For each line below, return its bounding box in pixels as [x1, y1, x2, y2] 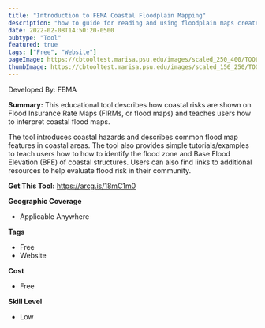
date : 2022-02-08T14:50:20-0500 [8, 26, 114, 34]
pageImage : [8, 56, 44, 64]
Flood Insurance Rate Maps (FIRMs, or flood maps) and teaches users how [8, 108, 251, 118]
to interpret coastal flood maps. [8, 116, 110, 126]
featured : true [8, 41, 58, 49]
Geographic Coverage [8, 196, 82, 205]
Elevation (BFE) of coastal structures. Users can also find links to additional [8, 157, 252, 167]
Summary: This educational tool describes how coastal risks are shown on [8, 100, 252, 109]
